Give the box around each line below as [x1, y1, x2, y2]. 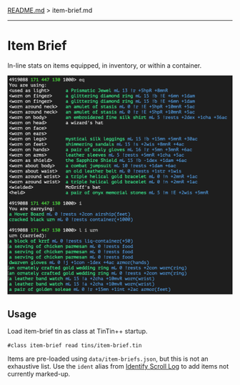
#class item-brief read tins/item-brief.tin [7, 342, 142, 349]
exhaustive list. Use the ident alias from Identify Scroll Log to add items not [7, 362, 229, 371]
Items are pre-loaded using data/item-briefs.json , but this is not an [7, 354, 209, 363]
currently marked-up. [7, 370, 71, 379]
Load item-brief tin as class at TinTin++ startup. [7, 327, 148, 336]
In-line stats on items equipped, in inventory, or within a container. [7, 61, 202, 70]
